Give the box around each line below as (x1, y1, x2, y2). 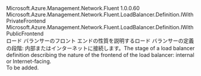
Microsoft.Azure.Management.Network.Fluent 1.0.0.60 (6, 5, 140, 11)
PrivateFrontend (6, 17, 46, 25)
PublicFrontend (6, 30, 44, 37)
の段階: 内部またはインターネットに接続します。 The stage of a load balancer (6, 45, 195, 51)
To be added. (6, 64, 39, 71)
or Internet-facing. (6, 58, 52, 65)
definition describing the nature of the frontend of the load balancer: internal (6, 51, 194, 58)
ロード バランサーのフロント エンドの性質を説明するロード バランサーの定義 (6, 37, 194, 44)
